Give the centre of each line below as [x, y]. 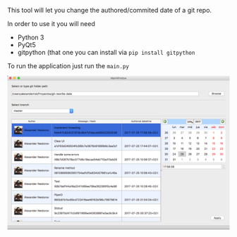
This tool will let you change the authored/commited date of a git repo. [110, 10]
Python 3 [31, 37]
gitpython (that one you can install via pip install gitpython [106, 52]
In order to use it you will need [51, 24]
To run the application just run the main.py [68, 66]
